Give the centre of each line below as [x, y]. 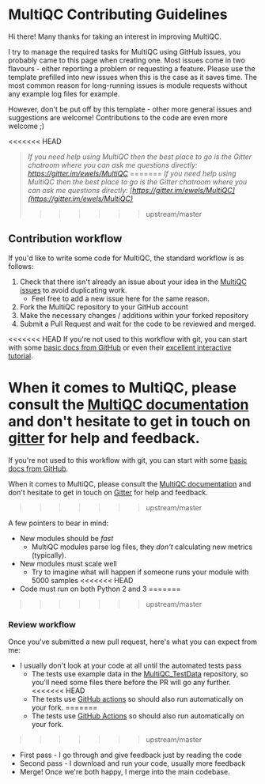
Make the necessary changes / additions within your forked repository [134, 315]
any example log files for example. [64, 93]
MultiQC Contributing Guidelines [118, 15]
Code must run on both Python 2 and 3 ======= [100, 589]
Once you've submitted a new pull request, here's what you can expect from [133, 642]
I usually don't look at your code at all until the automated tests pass [131, 665]
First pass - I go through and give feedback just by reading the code [131, 755]
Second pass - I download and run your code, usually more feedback [132, 763]
